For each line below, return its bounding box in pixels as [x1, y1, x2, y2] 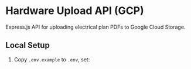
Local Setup [5, 40, 50, 50]
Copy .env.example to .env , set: [13, 56, 90, 63]
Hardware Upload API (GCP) [5, 4, 144, 18]
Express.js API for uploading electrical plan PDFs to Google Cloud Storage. [5, 23, 186, 30]
